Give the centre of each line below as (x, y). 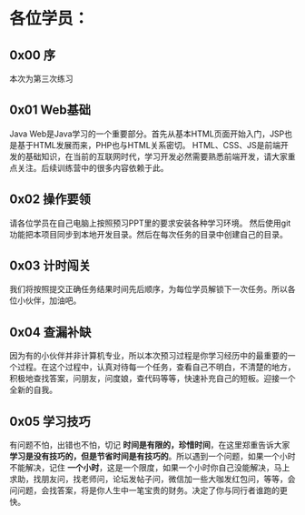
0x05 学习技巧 (50, 421)
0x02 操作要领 (50, 200)
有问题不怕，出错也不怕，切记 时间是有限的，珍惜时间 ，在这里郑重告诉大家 (150, 445)
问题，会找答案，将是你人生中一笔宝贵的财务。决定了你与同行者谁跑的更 (152, 490)
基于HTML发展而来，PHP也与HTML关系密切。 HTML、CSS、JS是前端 (149, 145)
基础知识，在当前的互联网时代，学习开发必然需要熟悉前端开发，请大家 (156, 157)
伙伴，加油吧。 (53, 300)
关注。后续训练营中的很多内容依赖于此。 (93, 167)
